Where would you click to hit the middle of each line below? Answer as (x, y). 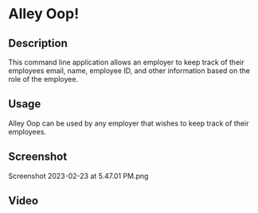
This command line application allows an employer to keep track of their (126, 62)
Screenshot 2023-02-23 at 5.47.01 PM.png (78, 176)
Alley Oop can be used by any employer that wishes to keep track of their (129, 123)
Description (38, 43)
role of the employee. (43, 79)
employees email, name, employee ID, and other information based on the (129, 71)
